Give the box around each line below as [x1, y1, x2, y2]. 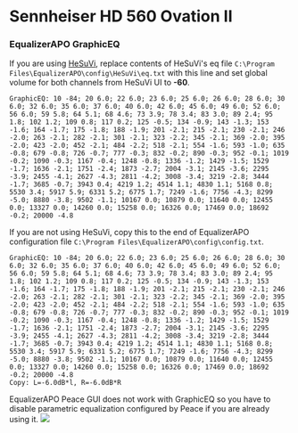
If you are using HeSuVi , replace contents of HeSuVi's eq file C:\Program [9, 58, 275, 69]
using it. [9, 414, 38, 425]
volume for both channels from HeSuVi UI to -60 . [9, 78, 190, 88]
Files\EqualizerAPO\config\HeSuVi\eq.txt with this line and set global [9, 68, 268, 78]
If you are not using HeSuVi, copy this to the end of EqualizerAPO [9, 227, 250, 238]
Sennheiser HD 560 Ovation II [9, 6, 233, 27]
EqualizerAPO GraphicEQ [9, 38, 120, 51]
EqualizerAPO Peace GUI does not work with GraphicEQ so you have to [9, 394, 271, 404]
